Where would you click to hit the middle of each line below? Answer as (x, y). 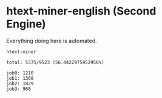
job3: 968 (19, 89)
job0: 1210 (20, 73)
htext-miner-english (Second (81, 11)
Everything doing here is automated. (52, 41)
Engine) (26, 24)
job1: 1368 (20, 78)
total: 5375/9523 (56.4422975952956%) (55, 62)
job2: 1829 (20, 83)
